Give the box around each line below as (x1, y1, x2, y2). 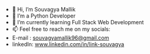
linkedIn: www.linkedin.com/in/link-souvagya (12, 41, 124, 48)
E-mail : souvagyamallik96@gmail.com (12, 34, 109, 41)
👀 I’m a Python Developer (12, 12, 76, 19)
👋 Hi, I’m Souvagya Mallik (12, 6, 76, 13)
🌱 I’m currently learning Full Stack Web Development (12, 19, 144, 25)
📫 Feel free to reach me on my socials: (12, 25, 111, 33)
